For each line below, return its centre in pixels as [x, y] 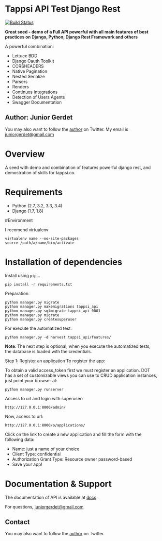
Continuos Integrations [35, 92]
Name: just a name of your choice [46, 449]
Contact [17, 522]
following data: [20, 439]
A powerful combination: [29, 46]
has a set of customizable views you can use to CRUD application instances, [81, 375]
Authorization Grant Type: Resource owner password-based [72, 459]
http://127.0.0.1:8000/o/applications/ [45, 425]
